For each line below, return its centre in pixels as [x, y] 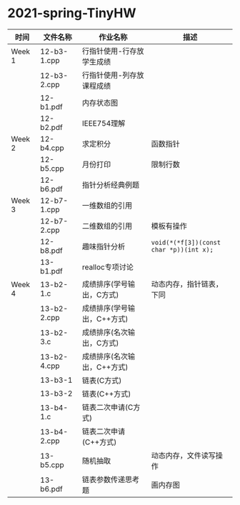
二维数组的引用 [107, 226]
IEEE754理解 [104, 123]
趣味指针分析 [104, 246]
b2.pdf [51, 127]
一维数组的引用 [107, 205]
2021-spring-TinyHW [72, 13]
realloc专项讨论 [107, 267]
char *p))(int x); [182, 249]
